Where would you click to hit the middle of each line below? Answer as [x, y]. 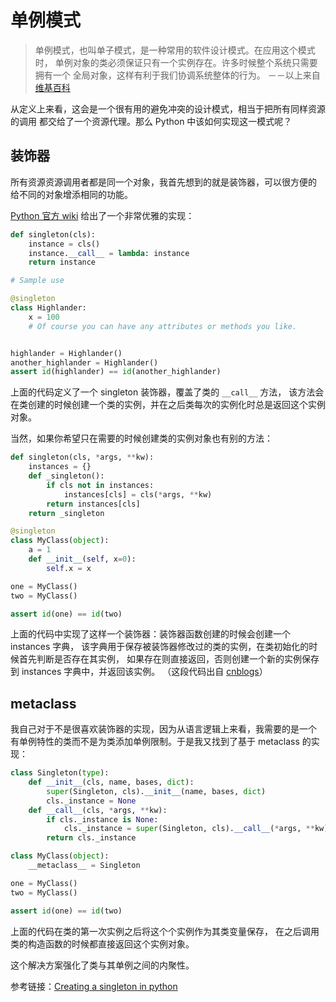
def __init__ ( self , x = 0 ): [82, 559]
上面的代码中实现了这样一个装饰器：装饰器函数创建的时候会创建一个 [150, 634]
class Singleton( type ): [60, 773]
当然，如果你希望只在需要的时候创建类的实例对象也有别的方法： [141, 438]
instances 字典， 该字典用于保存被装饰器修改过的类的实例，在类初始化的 [160, 647]
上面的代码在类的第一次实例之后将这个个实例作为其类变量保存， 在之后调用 [165, 931]
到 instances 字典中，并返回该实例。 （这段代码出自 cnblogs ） [139, 672]
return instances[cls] [93, 504]
